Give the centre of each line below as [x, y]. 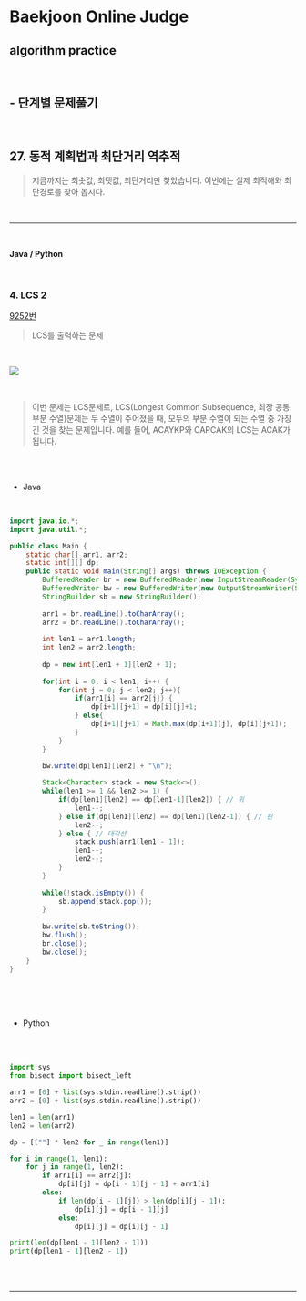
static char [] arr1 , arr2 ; [77, 554]
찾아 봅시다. [84, 191]
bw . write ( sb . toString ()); [92, 927]
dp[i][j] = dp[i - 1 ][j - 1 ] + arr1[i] [133, 1184]
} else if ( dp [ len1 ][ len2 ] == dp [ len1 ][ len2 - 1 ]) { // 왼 [165, 816]
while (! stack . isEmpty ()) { [93, 893]
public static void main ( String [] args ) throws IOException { [146, 571]
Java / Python [36, 253]
